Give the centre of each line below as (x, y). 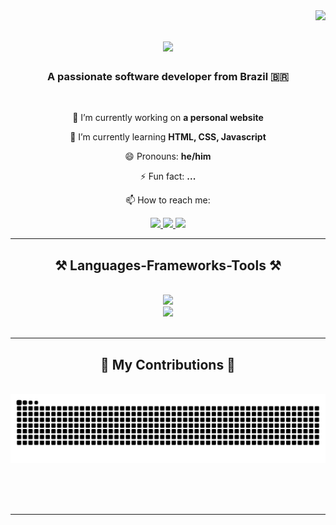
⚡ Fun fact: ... (168, 176)
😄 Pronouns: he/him (168, 156)
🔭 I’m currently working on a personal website (168, 118)
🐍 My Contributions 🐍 (168, 364)
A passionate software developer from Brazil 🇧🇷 (168, 77)
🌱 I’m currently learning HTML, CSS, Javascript (168, 137)
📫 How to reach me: (168, 200)
